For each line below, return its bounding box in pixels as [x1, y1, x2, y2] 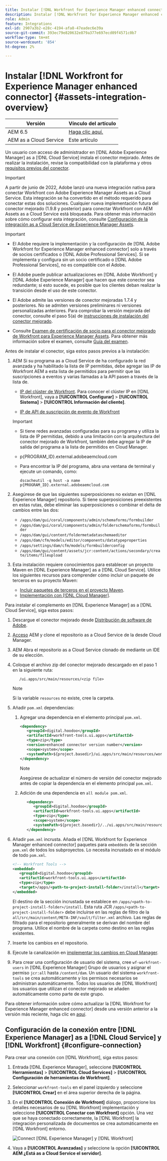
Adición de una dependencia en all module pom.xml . [19, 790, 128, 796]
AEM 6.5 [7, 128, 28, 135]
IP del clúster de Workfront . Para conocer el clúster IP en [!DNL [19, 388, 150, 394]
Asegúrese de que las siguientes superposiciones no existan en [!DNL [12, 491, 157, 497]
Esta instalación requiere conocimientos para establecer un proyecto [12, 561, 154, 568]
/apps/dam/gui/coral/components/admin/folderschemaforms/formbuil [19, 523, 161, 528]
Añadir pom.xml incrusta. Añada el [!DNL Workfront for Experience [12, 836, 147, 842]
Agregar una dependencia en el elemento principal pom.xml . [19, 714, 142, 720]
